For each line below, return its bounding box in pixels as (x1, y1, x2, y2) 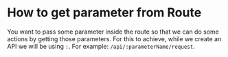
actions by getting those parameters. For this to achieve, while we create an (7, 34, 222, 43)
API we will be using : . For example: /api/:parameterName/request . (7, 42, 196, 50)
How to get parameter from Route (7, 5, 202, 21)
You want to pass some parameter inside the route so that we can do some (7, 27, 220, 36)
